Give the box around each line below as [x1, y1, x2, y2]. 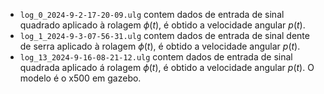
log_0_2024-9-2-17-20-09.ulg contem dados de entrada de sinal [19, 9, 285, 20]
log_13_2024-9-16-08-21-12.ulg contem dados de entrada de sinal [19, 51, 293, 63]
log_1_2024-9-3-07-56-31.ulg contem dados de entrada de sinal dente [19, 30, 310, 41]
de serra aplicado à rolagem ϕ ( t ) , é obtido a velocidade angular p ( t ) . [19, 40, 301, 52]
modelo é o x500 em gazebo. [19, 72, 142, 84]
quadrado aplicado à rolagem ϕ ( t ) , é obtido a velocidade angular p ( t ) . [19, 19, 306, 31]
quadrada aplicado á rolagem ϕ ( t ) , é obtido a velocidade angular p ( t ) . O [19, 62, 315, 73]
